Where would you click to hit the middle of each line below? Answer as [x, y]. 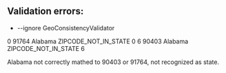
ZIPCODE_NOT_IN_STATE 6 [46, 48]
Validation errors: [45, 11]
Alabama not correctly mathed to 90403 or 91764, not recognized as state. [113, 62]
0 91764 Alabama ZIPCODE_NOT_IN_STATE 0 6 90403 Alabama [98, 41]
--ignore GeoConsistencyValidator [66, 28]
